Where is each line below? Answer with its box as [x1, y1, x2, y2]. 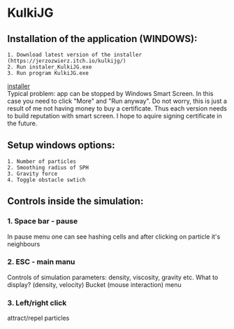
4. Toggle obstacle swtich [7, 176, 86, 183]
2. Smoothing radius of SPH [7, 164, 89, 171]
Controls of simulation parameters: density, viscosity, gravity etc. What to [7, 273, 219, 281]
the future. [7, 119, 38, 127]
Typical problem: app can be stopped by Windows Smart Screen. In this [7, 90, 214, 97]
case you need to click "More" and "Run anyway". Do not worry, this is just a [7, 97, 227, 105]
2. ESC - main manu [7, 257, 75, 267]
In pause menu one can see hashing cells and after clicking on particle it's [7, 232, 221, 241]
